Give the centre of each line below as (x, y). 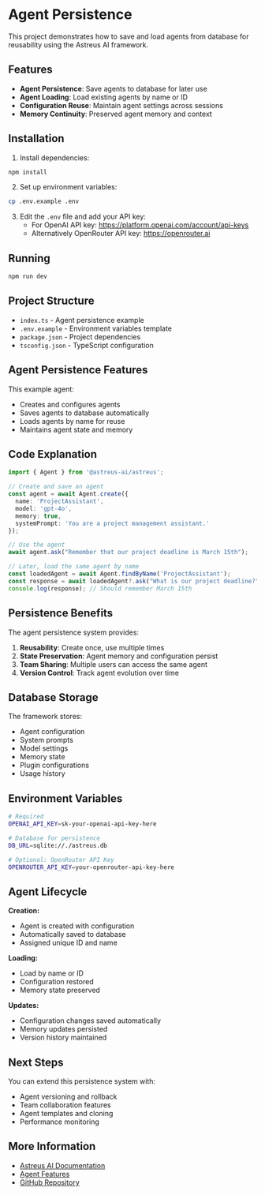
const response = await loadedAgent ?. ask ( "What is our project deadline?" (134, 581)
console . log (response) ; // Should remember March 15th (100, 588)
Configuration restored (57, 982)
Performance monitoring (60, 1122)
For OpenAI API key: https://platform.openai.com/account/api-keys (140, 225)
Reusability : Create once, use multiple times (92, 647)
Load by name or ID (52, 973)
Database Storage (53, 697)
